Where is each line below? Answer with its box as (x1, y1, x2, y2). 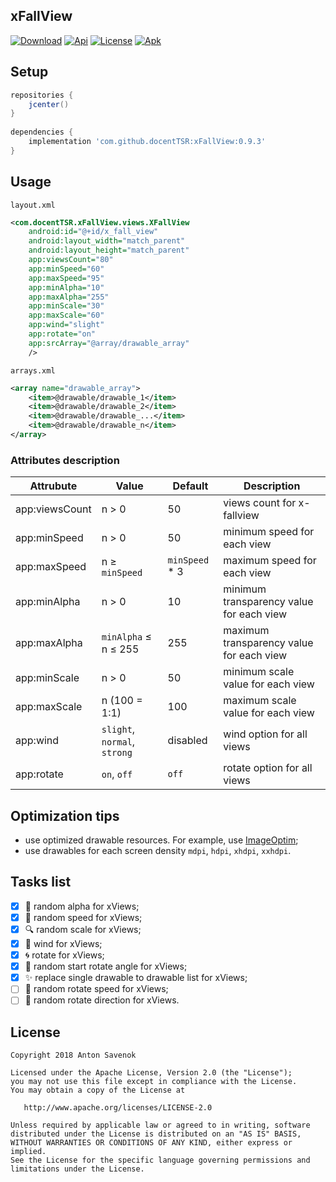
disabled (167, 734, 208, 748)
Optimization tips (10, 807, 120, 824)
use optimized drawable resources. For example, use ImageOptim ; (24, 834, 299, 846)
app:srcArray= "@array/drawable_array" (28, 338, 190, 348)
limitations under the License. (10, 1164, 145, 1174)
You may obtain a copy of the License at (10, 1085, 186, 1096)
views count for (223, 496, 297, 510)
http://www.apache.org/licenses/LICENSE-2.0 (23, 1103, 213, 1113)
